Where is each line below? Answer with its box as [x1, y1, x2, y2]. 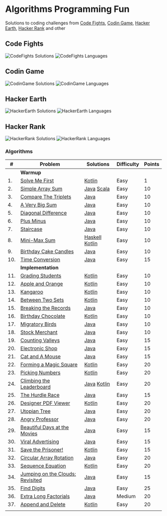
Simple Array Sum [20, 185, 63, 192]
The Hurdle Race [20, 392, 60, 399]
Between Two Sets [20, 297, 64, 304]
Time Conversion [20, 256, 61, 263]
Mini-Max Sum [20, 237, 56, 244]
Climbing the [20, 377, 50, 384]
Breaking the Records [20, 305, 71, 312]
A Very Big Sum [20, 201, 57, 208]
